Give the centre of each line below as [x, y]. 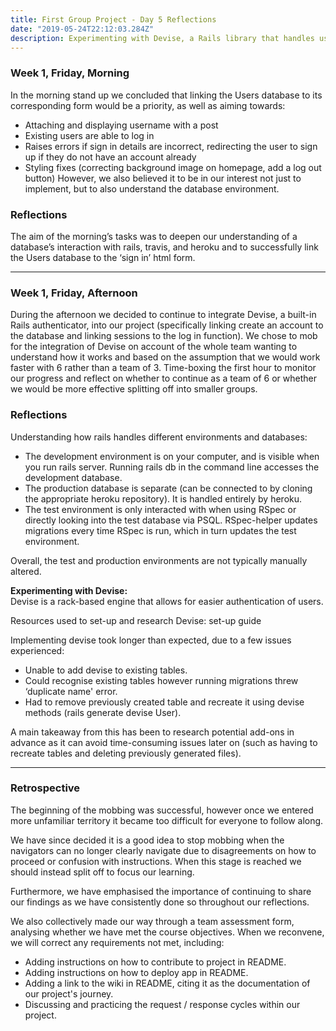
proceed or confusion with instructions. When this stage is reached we [156, 861]
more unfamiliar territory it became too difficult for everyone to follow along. [167, 820]
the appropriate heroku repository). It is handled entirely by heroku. [163, 498]
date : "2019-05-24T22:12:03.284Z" [82, 29]
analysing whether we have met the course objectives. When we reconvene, [167, 932]
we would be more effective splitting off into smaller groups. [134, 389]
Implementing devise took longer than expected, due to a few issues [151, 640]
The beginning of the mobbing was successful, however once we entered [162, 810]
